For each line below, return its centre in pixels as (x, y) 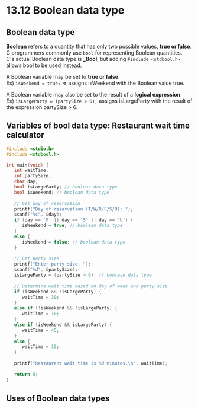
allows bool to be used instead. (44, 65)
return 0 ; (26, 374)
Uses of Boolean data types (58, 398)
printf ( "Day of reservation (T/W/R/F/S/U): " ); (74, 209)
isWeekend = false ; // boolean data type (74, 242)
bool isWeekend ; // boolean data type (62, 192)
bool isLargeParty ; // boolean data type (66, 187)
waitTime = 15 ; (40, 347)
